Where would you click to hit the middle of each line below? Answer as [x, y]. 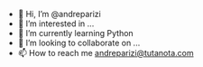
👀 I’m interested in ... [56, 24]
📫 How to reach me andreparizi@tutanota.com [106, 53]
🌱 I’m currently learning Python [75, 33]
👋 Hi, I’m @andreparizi [59, 14]
